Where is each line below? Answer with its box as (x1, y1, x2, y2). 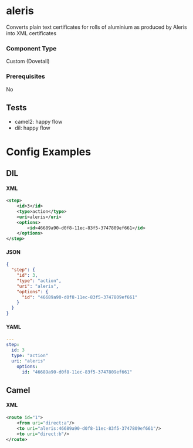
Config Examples (6, 145, 92, 158)
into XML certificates (6, 29, 57, 36)
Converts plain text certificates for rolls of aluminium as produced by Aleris (6, 23, 187, 30)
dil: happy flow (14, 124, 51, 131)
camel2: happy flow (14, 118, 63, 125)
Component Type (6, 44, 57, 52)
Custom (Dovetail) (6, 57, 50, 65)
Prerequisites (6, 72, 45, 80)
